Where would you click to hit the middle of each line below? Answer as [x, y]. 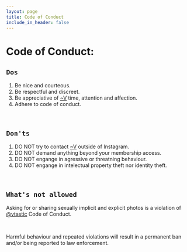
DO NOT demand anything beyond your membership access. [88, 153]
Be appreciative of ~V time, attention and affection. [76, 98]
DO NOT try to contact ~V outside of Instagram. [72, 147]
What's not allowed [41, 194]
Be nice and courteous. [43, 86]
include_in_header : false [37, 22]
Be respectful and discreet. [47, 92]
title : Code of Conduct [35, 17]
